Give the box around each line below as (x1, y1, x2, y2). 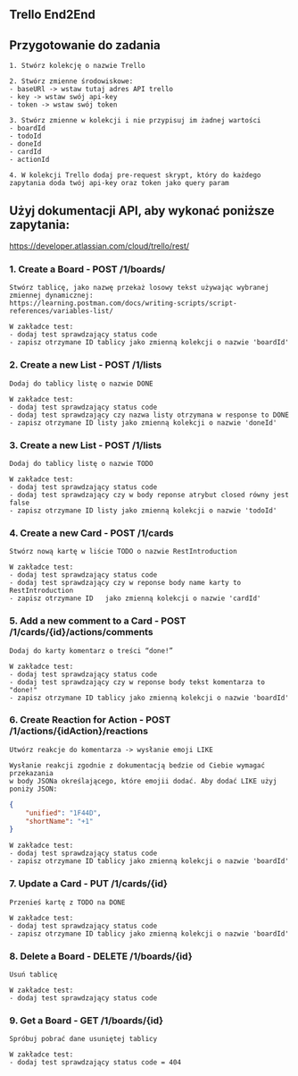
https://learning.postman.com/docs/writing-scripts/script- (9, 299, 238, 308)
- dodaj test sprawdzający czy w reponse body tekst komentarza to (9, 677, 266, 687)
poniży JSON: (9, 784, 58, 793)
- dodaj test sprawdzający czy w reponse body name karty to (9, 579, 242, 588)
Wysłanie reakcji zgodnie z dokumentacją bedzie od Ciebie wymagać (9, 760, 266, 770)
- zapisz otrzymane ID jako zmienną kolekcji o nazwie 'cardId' (9, 594, 261, 603)
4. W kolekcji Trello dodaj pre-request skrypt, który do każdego (9, 171, 261, 180)
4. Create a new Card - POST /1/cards (9, 527, 174, 539)
